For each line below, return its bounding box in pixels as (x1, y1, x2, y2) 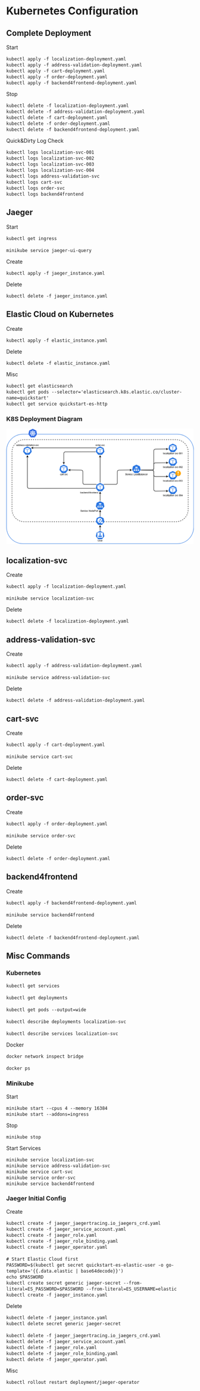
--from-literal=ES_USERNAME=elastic (86, 1286, 177, 1292)
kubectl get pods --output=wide (6, 1007, 86, 1013)
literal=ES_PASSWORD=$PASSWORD (6, 1286, 84, 1292)
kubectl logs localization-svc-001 (6, 149, 95, 155)
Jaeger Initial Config (6, 1195, 67, 1203)
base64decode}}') (80, 1268, 124, 1274)
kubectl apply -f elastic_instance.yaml (6, 337, 108, 343)
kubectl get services (6, 983, 60, 989)
